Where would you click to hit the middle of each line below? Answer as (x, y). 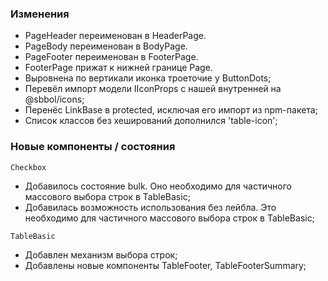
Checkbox (28, 167)
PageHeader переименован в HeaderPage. (115, 36)
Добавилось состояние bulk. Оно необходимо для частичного (158, 186)
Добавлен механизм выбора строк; (101, 254)
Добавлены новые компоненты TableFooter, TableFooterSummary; (165, 265)
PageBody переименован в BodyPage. (106, 46)
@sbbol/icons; (54, 99)
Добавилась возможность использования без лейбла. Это (150, 207)
